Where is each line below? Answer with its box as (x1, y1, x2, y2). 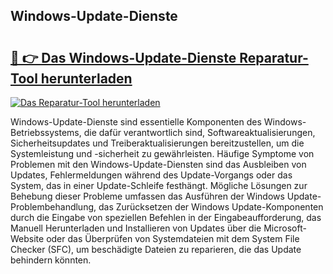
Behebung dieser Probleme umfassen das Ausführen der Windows (10, 190, 285, 202)
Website (10, 233, 45, 244)
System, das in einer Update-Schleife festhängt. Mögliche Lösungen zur (10, 180, 308, 191)
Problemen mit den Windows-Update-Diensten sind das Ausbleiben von (10, 159, 307, 170)
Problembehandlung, (10, 201, 97, 213)
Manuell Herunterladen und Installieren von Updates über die (10, 222, 262, 234)
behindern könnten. (10, 254, 92, 266)
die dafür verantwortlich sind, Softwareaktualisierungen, (83, 127, 316, 138)
